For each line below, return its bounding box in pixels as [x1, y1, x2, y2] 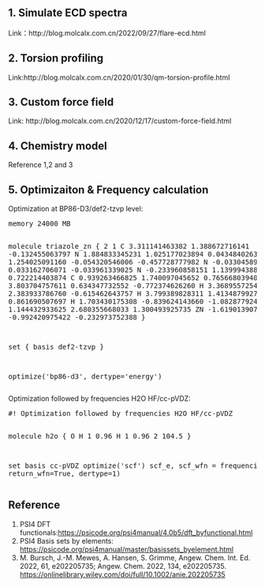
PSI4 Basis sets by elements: [19, 536, 114, 545]
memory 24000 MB [8, 219, 71, 228]
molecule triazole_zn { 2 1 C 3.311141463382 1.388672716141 [8, 242, 250, 251]
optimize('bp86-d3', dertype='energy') [8, 372, 162, 381]
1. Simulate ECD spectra [8, 6, 128, 20]
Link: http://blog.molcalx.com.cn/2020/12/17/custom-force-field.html [8, 116, 232, 125]
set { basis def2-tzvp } [8, 342, 104, 352]
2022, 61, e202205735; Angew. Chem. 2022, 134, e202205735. [19, 561, 227, 570]
